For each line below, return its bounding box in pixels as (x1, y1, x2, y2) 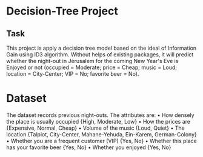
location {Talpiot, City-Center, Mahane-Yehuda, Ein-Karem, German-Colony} (6, 130, 197, 138)
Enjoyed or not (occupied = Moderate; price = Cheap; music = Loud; (6, 64, 178, 71)
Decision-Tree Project (6, 4, 118, 18)
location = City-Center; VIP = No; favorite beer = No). (6, 70, 139, 77)
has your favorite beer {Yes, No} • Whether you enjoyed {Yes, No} (6, 144, 171, 151)
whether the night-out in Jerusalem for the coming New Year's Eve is (6, 58, 179, 64)
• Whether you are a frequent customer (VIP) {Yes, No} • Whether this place (6, 137, 197, 144)
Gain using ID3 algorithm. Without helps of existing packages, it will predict (6, 51, 194, 58)
